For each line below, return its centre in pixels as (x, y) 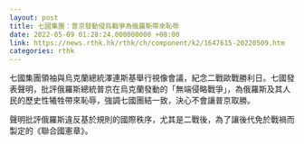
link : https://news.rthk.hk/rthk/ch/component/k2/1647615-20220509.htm (147, 43)
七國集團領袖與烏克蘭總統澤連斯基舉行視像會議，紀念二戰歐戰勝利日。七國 (148, 78)
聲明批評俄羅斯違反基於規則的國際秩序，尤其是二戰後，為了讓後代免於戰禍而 (152, 120)
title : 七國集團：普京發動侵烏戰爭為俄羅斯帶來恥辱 (94, 26)
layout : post (34, 18)
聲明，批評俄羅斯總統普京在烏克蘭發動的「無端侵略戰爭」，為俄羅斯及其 (150, 89)
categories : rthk (42, 51)
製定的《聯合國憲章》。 (51, 130)
